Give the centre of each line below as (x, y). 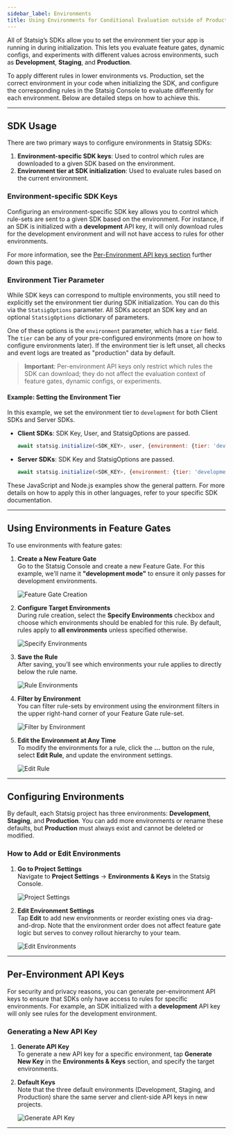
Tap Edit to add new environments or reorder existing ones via (106, 917)
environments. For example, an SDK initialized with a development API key (114, 1006)
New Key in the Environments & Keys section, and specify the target (116, 1061)
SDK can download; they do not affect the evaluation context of (115, 373)
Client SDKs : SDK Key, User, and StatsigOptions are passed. (104, 433)
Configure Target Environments (64, 607)
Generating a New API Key (52, 1031)
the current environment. (53, 179)
